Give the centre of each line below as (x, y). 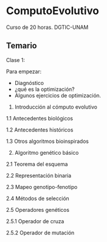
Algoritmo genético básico (47, 152)
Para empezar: (24, 71)
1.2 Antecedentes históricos (40, 130)
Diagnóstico (29, 83)
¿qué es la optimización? (44, 89)
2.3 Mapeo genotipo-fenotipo (42, 187)
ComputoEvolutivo (53, 11)
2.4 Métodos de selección (38, 198)
